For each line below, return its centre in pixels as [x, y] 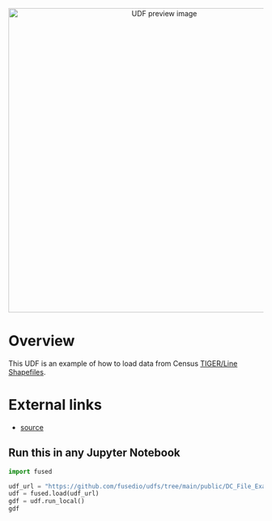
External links [55, 405]
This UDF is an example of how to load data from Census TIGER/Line [123, 363]
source [32, 427]
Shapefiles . [27, 372]
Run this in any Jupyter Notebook [94, 453]
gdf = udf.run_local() [47, 502]
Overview [42, 341]
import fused [30, 471]
